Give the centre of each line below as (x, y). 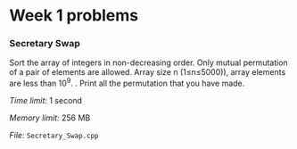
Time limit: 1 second (46, 101)
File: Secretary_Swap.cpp (54, 136)
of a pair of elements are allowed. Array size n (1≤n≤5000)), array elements (148, 72)
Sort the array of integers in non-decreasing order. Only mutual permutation (148, 62)
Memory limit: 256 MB (50, 118)
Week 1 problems (74, 16)
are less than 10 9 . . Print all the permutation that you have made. (127, 83)
